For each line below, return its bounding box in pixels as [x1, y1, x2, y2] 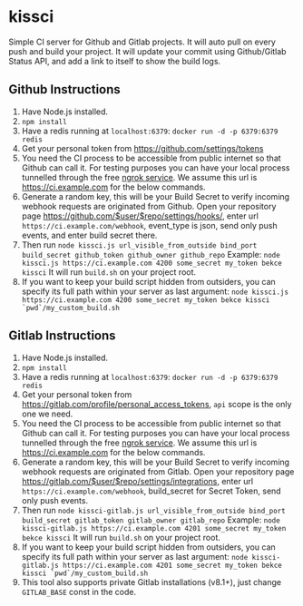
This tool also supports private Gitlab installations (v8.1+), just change [21, 576, 282, 587]
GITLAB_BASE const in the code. [21, 586, 137, 597]
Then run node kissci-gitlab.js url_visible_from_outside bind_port [21, 504, 287, 515]
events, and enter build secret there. [21, 230, 158, 240]
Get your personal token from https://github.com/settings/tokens [21, 142, 264, 153]
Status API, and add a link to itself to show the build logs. [8, 55, 221, 66]
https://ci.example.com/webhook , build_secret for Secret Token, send [21, 485, 282, 496]
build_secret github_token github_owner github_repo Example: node [21, 249, 280, 259]
